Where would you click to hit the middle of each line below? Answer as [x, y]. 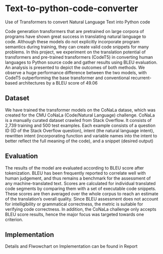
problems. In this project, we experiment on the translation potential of [75, 52]
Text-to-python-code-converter [72, 8]
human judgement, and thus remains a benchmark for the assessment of [78, 178]
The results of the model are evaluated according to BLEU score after [75, 168]
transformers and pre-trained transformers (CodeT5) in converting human [79, 57]
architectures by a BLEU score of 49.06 [58, 83]
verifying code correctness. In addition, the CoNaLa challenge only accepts [81, 209]
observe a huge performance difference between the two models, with [76, 72]
